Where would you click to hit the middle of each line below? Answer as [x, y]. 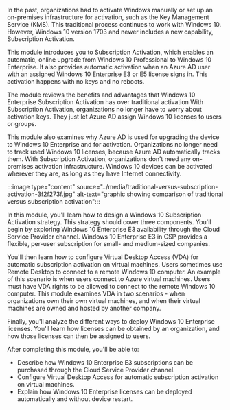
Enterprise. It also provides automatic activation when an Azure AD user [109, 67]
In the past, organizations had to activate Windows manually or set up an [110, 10]
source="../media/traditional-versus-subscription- [147, 187]
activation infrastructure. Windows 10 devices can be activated [124, 166]
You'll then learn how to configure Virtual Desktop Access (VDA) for [103, 257]
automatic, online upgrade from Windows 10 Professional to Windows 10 [109, 60]
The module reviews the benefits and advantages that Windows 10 [101, 95]
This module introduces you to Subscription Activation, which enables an [111, 52]
